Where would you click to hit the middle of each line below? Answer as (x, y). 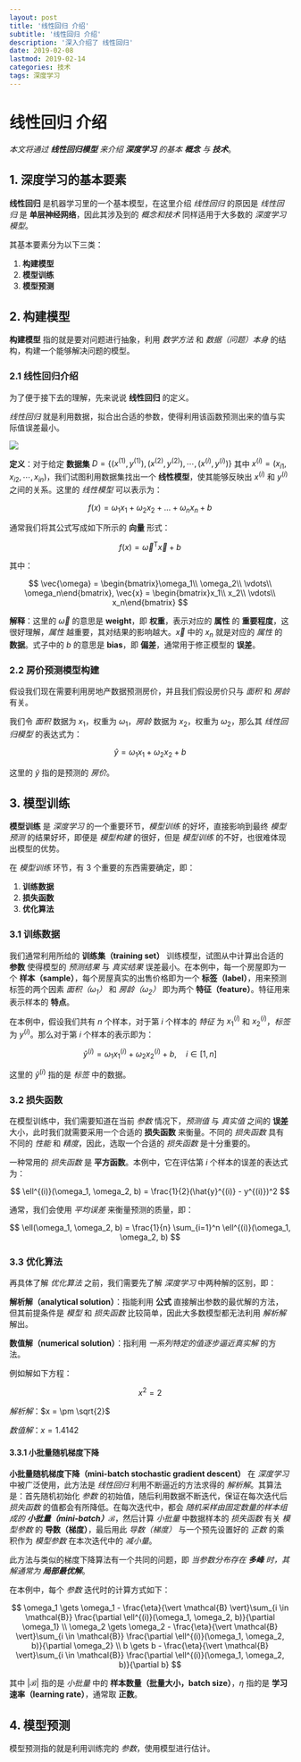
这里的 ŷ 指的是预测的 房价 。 (62, 772)
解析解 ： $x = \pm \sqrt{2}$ (60, 1411)
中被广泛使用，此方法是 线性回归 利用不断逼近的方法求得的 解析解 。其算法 (146, 1485)
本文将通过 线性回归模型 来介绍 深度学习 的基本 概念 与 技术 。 (123, 149)
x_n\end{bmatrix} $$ (150, 602)
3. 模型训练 (40, 803)
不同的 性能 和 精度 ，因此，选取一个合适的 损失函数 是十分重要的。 (132, 1143)
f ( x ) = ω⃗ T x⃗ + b (150, 546)
